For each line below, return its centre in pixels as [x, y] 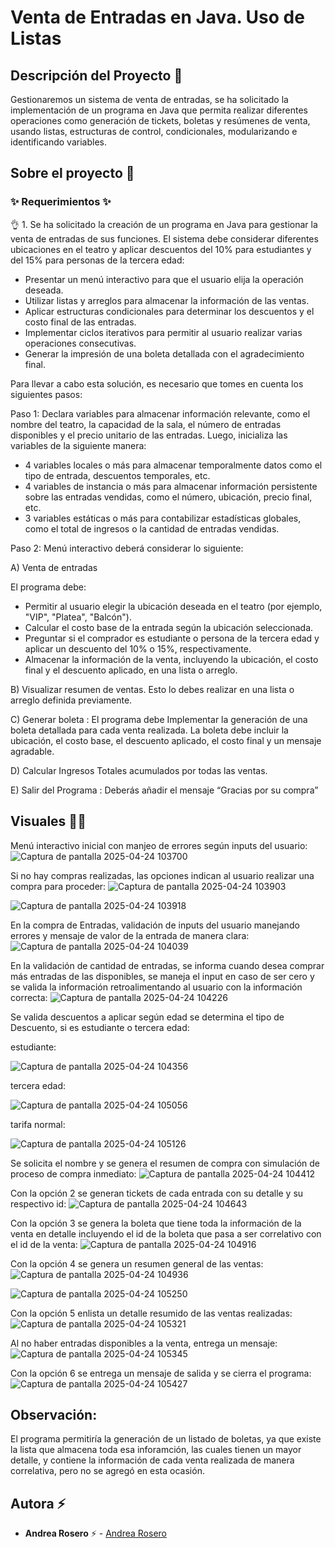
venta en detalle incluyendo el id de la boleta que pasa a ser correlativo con [166, 1233]
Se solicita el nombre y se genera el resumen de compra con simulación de [165, 1163]
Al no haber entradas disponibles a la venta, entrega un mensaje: [144, 1343]
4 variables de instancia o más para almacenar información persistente [171, 486]
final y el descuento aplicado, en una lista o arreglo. [131, 670]
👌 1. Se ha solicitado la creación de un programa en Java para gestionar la [164, 224]
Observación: [54, 1414]
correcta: [29, 997]
